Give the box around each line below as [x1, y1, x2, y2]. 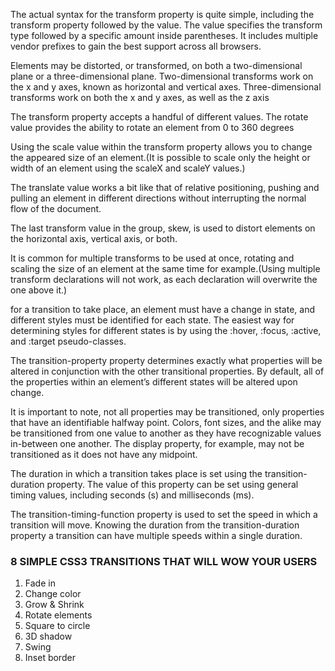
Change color [24, 588, 82, 600]
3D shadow [24, 630, 73, 643]
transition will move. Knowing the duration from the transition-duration [10, 519, 300, 531]
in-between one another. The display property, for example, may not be [10, 438, 305, 449]
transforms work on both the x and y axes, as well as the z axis [10, 92, 270, 103]
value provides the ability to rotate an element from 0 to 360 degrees [10, 122, 295, 133]
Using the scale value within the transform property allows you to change [10, 141, 313, 153]
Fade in [24, 577, 56, 589]
